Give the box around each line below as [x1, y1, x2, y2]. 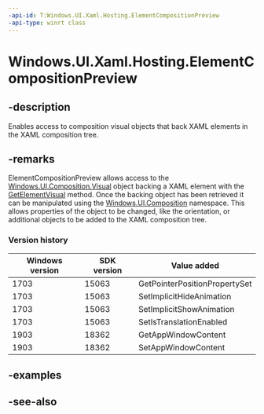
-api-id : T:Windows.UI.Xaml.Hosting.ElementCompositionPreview [8, 11, 220, 20]
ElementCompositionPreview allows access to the [8, 174, 170, 183]
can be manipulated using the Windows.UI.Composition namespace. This [8, 198, 245, 208]
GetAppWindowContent [138, 329, 226, 340]
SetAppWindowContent [138, 342, 225, 353]
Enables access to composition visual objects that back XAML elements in [8, 121, 248, 130]
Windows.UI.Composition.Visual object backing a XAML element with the [8, 181, 245, 191]
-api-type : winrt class [8, 19, 86, 27]
